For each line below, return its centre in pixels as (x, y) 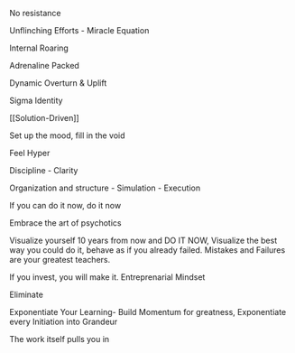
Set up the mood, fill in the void (67, 135)
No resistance (35, 13)
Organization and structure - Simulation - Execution (105, 188)
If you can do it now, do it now (65, 205)
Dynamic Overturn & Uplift (58, 83)
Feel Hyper (30, 153)
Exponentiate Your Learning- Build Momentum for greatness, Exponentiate (148, 312)
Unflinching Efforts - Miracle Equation (79, 30)
